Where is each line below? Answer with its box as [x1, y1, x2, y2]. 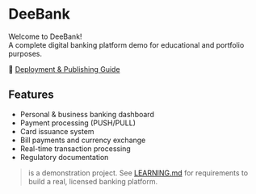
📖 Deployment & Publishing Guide [8, 64, 120, 74]
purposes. [8, 48, 43, 58]
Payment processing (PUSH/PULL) [19, 118, 136, 128]
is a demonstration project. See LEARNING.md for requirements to [27, 167, 249, 178]
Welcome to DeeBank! [8, 32, 82, 41]
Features [8, 88, 54, 102]
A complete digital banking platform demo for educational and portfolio [8, 40, 245, 49]
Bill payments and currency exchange [19, 135, 146, 145]
